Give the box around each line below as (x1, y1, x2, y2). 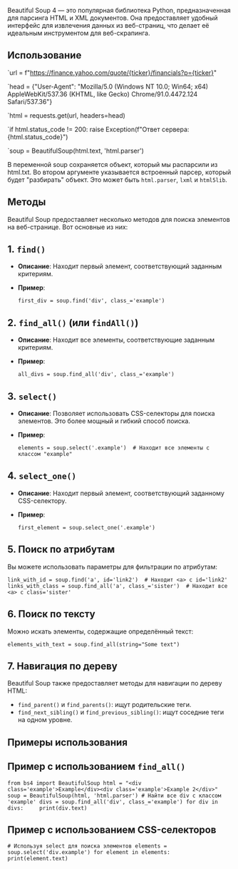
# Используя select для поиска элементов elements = (7, 843, 167, 850)
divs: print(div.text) (7, 804, 88, 812)
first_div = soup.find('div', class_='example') (17, 298, 165, 305)
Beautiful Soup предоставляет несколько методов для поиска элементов (7, 215, 230, 223)
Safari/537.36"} (7, 97, 53, 106)
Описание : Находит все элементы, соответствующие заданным (17, 335, 215, 345)
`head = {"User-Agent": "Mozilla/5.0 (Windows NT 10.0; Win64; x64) (7, 82, 209, 91)
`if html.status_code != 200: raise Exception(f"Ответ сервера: (7, 125, 190, 133)
